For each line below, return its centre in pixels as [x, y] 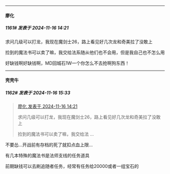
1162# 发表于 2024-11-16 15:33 [38, 93]
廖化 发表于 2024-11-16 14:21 [47, 106]
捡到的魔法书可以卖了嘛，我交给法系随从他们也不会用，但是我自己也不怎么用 [85, 52]
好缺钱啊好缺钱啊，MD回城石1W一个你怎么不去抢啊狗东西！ [68, 63]
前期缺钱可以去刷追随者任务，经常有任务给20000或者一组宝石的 [72, 166]
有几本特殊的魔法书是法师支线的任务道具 [47, 156]
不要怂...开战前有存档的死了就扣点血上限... [49, 145]
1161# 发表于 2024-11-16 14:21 [37, 28]
